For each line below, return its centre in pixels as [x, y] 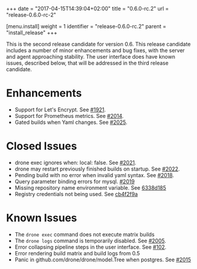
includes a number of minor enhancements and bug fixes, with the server [96, 50]
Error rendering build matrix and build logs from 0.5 [77, 253]
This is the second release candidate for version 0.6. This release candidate [98, 44]
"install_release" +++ [32, 33]
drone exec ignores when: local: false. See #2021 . [75, 162]
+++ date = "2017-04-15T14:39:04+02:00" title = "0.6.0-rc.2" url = [88, 9]
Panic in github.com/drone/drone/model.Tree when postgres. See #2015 [103, 260]
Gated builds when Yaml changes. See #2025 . [71, 122]
